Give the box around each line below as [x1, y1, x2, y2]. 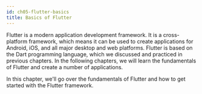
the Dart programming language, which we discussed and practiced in [6, 50, 183, 58]
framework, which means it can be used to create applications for [28, 38, 193, 45]
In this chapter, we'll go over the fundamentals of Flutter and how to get [6, 75, 186, 82]
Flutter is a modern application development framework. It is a [6, 31, 162, 38]
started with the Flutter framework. [6, 81, 94, 89]
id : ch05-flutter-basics [6, 8, 69, 15]
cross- [163, 31, 179, 38]
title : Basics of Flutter [6, 15, 72, 21]
